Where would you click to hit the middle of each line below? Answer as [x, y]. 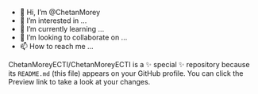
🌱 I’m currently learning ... [62, 29]
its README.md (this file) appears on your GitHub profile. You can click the [126, 73]
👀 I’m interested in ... [53, 21]
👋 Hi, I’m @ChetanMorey [60, 12]
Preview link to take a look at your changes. [79, 82]
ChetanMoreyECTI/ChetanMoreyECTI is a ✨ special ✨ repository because [129, 64]
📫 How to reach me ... [56, 46]
